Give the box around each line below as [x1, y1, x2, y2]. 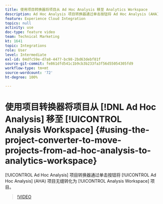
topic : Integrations [5, 43, 47, 48]
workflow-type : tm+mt [5, 66, 49, 71]
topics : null [5, 20, 32, 26]
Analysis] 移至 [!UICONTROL [5, 114, 122, 124]
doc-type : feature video [5, 30, 55, 34]
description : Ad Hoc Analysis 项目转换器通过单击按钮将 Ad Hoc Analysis [5, 12, 147, 17]
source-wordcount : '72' [5, 70, 53, 75]
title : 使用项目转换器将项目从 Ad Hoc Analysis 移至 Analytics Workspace [5, 7, 148, 12]
